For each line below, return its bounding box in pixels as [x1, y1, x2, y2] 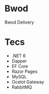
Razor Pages [11, 68, 38, 74]
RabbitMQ [11, 84, 32, 90]
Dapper [11, 58, 27, 64]
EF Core [11, 63, 28, 69]
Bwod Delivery [4, 19, 34, 25]
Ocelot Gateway [11, 79, 45, 85]
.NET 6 [11, 53, 26, 59]
